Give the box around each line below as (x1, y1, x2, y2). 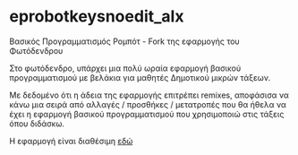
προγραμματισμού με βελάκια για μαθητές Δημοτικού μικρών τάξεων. (9, 72, 271, 82)
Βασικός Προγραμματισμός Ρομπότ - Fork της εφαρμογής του (9, 36, 240, 47)
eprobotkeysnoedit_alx (9, 6, 184, 27)
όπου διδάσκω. (9, 118, 65, 129)
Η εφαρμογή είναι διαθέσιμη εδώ (9, 135, 133, 146)
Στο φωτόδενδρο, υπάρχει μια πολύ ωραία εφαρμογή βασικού (9, 63, 242, 73)
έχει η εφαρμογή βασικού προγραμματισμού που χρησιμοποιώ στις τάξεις (9, 108, 285, 119)
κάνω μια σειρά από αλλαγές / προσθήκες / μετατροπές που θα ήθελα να (9, 99, 286, 109)
